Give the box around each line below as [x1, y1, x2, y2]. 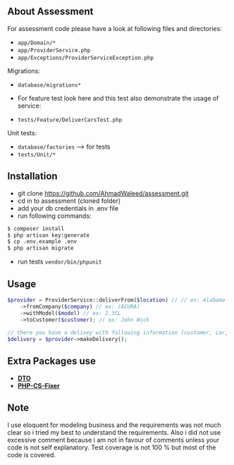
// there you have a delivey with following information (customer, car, [7, 329, 229, 337]
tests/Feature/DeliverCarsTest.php [17, 116, 123, 123]
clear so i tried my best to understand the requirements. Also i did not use [7, 428, 221, 436]
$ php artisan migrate [7, 244, 74, 252]
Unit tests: [7, 128, 37, 137]
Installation [7, 170, 58, 182]
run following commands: [17, 211, 92, 220]
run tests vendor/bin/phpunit [17, 257, 102, 266]
